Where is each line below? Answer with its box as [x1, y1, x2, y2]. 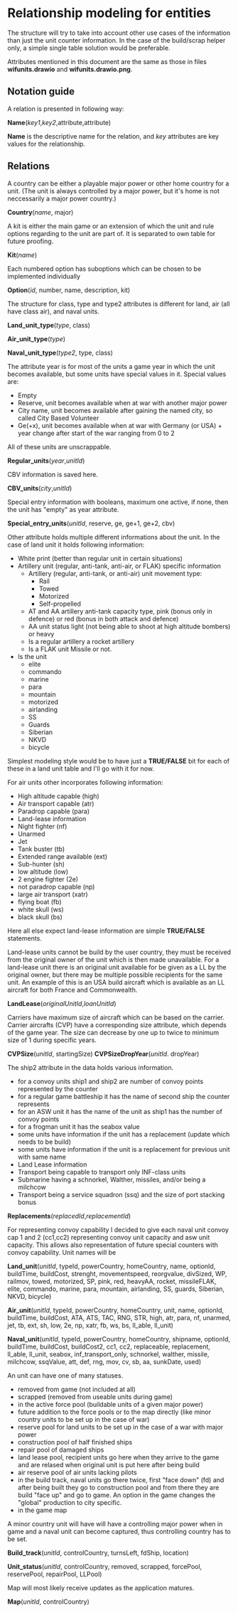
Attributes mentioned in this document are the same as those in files [7, 57, 207, 65]
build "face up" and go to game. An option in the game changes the [17, 1491, 215, 1499]
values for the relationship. [7, 139, 85, 148]
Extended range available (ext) [17, 852, 108, 861]
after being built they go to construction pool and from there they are [17, 1483, 220, 1491]
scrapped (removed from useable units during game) [17, 1392, 173, 1401]
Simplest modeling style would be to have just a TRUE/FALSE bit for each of [7, 756, 230, 765]
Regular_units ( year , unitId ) [7, 456, 85, 465]
